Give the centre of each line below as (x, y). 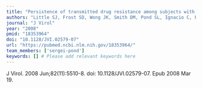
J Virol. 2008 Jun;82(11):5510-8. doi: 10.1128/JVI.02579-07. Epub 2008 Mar (99, 73)
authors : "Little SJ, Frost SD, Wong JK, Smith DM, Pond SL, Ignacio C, (99, 17)
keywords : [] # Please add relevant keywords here (71, 56)
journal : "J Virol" (31, 23)
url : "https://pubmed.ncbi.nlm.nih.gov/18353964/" (71, 45)
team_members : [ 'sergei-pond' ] (45, 51)
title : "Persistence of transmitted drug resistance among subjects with (101, 12)
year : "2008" (23, 28)
